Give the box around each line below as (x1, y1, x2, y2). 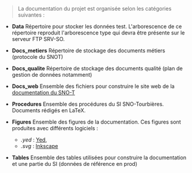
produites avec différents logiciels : (11, 125, 98, 131)
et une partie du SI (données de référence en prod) (11, 161, 138, 167)
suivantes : (17, 11, 45, 18)
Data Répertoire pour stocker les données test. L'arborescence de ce (11, 23, 182, 30)
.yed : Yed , (20, 136, 47, 143)
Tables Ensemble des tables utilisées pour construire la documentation (11, 154, 187, 161)
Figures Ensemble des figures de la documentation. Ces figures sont (11, 118, 181, 125)
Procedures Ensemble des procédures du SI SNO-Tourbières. (11, 100, 164, 108)
